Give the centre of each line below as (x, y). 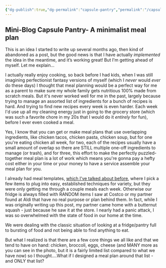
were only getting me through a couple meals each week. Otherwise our (79, 189)
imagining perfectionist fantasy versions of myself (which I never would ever (83, 80)
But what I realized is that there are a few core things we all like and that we (82, 240)
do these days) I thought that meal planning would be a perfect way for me (81, 85)
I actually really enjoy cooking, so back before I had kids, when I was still (79, 75)
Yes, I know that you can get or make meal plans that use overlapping (76, 132)
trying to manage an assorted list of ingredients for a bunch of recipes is (79, 101)
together (14, 158)
